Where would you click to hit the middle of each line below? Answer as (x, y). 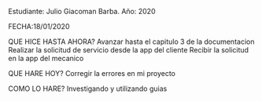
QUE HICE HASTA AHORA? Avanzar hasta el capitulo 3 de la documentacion (131, 41)
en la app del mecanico (46, 58)
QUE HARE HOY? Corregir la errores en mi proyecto (92, 73)
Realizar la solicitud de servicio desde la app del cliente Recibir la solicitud (129, 50)
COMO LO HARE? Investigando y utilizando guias (88, 88)
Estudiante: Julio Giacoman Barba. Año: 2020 (82, 11)
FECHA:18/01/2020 (39, 26)
